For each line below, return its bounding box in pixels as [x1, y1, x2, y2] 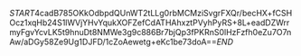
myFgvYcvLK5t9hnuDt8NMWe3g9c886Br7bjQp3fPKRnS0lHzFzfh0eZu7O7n [9, 27, 292, 37]
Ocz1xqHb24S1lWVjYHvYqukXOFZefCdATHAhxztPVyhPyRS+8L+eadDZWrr [9, 17, 290, 28]
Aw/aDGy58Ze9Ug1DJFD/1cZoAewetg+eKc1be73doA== [9, 36, 217, 47]
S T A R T [9, 8, 35, 18]
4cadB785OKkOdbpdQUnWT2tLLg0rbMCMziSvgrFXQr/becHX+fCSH [34, 8, 293, 18]
